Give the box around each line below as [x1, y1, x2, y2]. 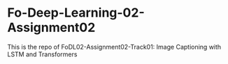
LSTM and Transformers [7, 50, 78, 58]
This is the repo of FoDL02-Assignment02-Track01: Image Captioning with [7, 42, 222, 51]
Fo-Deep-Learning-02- [7, 5, 145, 21]
